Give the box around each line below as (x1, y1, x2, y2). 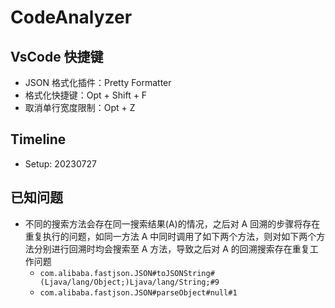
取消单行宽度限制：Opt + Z (24, 102, 136, 113)
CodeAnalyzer (10, 6, 133, 29)
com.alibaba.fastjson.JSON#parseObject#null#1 (39, 287, 238, 298)
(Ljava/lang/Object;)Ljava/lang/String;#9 (39, 277, 220, 287)
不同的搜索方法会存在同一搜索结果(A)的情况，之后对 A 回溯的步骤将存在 (24, 217, 321, 230)
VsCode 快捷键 (10, 48, 104, 65)
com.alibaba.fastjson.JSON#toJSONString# (39, 268, 215, 278)
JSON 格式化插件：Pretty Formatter (24, 77, 172, 88)
